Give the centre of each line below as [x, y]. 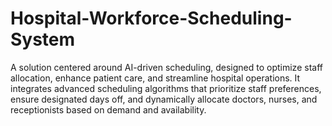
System [43, 39]
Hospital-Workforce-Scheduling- [151, 18]
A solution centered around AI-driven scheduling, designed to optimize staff [166, 67]
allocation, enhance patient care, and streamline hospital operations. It [155, 78]
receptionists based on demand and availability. [108, 109]
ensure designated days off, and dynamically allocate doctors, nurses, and [164, 99]
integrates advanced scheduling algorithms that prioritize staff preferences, [166, 88]
